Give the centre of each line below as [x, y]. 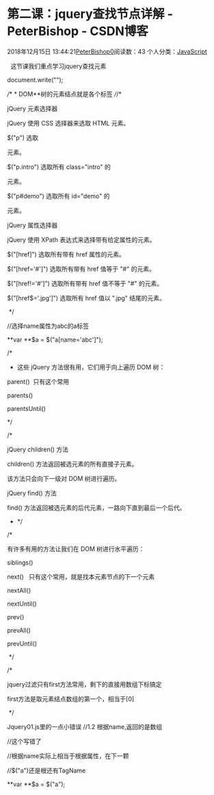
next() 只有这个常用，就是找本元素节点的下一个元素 [81, 576]
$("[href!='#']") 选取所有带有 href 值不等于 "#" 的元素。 [85, 283]
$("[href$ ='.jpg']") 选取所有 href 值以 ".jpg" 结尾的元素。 [86, 298]
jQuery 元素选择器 [32, 108]
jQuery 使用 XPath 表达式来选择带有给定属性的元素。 [81, 239]
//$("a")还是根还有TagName [46, 770]
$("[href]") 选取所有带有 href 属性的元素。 [66, 254]
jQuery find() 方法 [32, 493]
